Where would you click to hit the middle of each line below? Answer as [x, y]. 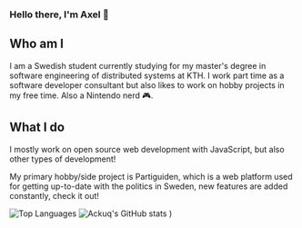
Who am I [36, 44]
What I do [37, 128]
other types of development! [63, 159]
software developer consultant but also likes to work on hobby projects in [147, 84]
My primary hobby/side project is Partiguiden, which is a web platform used [151, 176]
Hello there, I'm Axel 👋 [59, 15]
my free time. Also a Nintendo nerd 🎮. [81, 95]
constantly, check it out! [55, 195]
